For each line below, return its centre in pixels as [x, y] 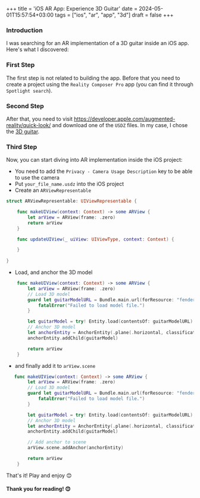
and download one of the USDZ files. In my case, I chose [120, 125]
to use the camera [37, 178]
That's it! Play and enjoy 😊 [39, 475]
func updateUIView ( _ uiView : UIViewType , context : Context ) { [96, 239]
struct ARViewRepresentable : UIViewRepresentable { [71, 201]
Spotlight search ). [29, 90]
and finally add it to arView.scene [55, 365]
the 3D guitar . [23, 131]
